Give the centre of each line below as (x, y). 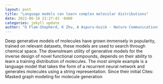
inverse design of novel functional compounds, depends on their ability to (79, 56)
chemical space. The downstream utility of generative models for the (74, 51)
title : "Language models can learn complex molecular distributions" (77, 14)
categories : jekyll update (32, 23)
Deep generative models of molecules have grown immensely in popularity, (80, 41)
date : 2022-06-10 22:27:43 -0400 (39, 18)
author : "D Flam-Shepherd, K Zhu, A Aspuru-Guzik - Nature (66, 27)
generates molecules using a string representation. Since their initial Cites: (79, 72)
